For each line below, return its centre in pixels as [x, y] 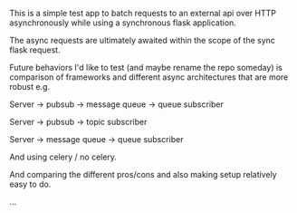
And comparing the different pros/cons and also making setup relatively [144, 174]
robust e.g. [30, 87]
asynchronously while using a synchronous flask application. [123, 23]
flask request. [35, 50]
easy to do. [30, 184]
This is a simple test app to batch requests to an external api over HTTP [143, 13]
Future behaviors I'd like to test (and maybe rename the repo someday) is [146, 68]
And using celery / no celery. [63, 157]
